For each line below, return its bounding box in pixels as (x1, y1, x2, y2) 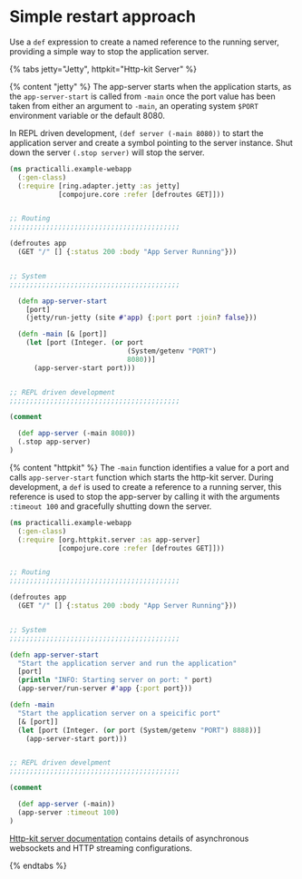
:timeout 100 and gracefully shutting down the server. (9, 501, 212, 512)
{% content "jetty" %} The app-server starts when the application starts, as (9, 81, 292, 92)
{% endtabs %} (9, 860, 67, 871)
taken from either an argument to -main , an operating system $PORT (9, 100, 258, 111)
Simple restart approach (9, 6, 197, 27)
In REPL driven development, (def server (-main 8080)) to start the (9, 127, 264, 138)
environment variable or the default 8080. (9, 110, 165, 121)
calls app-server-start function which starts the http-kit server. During (9, 472, 274, 483)
